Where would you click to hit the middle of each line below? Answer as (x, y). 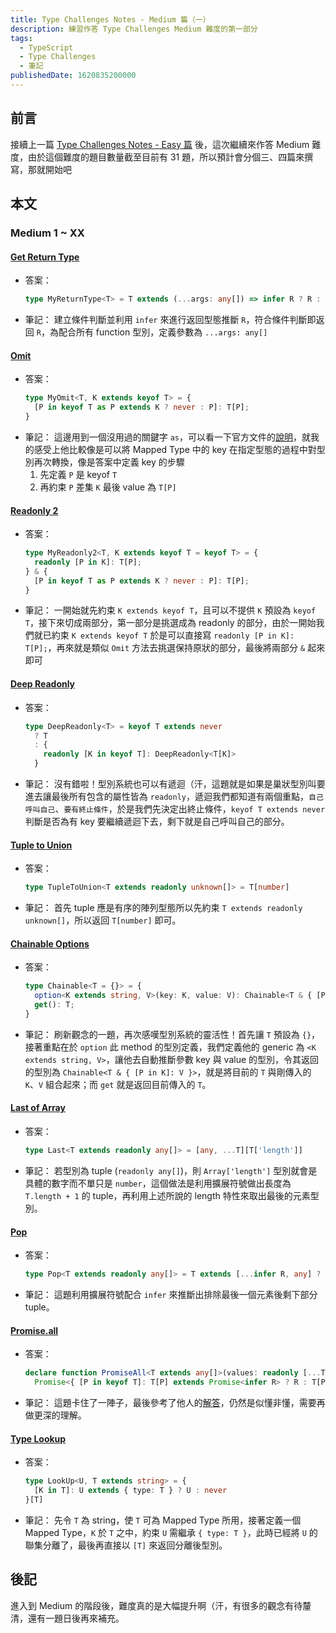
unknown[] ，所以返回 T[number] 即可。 (103, 920)
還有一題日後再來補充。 (76, 1618)
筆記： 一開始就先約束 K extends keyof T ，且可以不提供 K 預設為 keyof (170, 610)
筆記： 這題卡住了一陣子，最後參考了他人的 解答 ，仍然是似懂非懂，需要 (170, 1402)
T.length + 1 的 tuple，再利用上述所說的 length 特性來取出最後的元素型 (172, 1195)
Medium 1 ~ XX (47, 233)
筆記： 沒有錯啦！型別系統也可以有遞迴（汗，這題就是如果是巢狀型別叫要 (175, 784)
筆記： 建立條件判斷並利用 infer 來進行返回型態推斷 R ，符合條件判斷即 (170, 320)
